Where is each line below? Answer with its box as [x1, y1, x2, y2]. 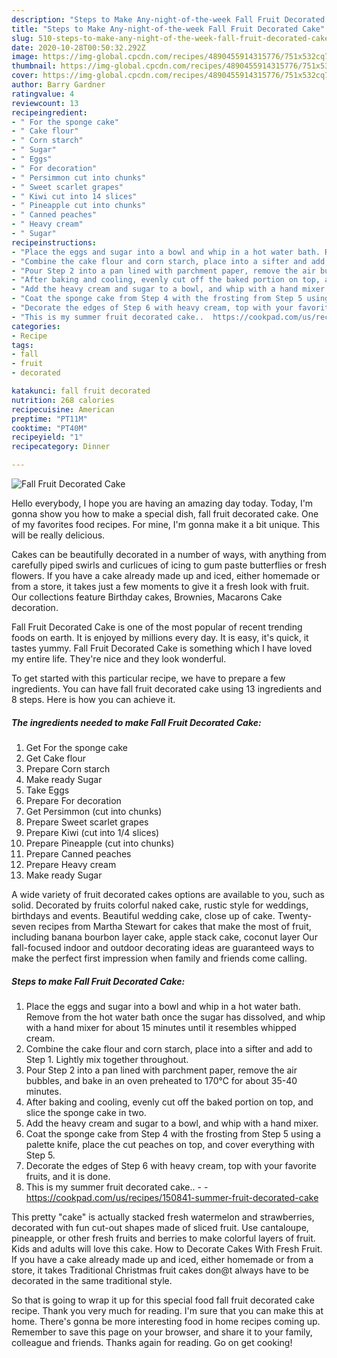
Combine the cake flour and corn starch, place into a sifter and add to [25, 1042, 313, 1055]
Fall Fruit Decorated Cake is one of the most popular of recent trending [11, 621, 303, 633]
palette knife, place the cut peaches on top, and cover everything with [25, 1138, 316, 1150]
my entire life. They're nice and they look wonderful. [11, 653, 227, 665]
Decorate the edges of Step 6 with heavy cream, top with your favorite [25, 1159, 317, 1171]
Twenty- [277, 909, 313, 921]
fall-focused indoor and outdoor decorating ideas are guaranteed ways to [11, 941, 315, 953]
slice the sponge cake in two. [25, 1106, 147, 1118]
